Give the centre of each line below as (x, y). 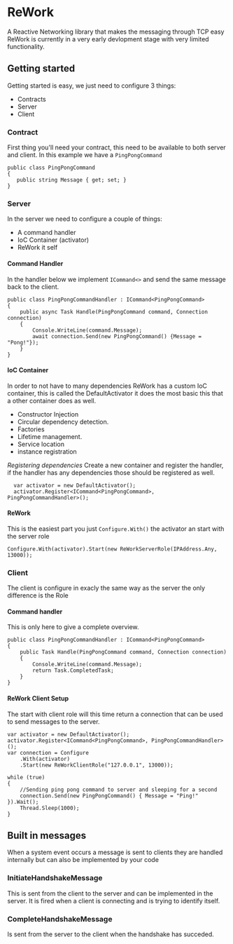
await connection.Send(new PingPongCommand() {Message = (117, 336)
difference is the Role (38, 595)
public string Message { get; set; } (72, 180)
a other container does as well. (52, 400)
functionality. (26, 46)
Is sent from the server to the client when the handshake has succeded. (111, 934)
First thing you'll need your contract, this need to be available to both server (116, 147)
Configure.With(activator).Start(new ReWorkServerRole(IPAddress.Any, (112, 549)
